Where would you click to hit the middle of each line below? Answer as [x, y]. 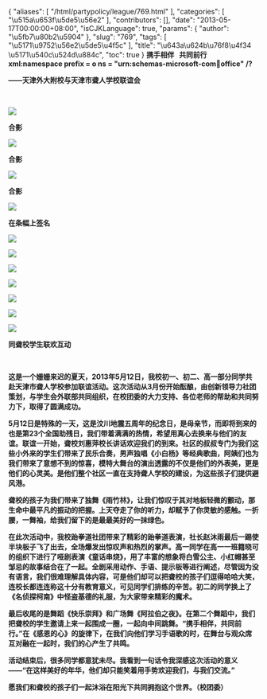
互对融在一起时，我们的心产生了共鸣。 [71, 643]
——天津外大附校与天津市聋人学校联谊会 [74, 80]
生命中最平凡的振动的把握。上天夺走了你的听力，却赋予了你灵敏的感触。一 [130, 510]
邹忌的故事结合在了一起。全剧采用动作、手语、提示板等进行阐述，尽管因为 [130, 567]
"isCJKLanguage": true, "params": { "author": [155, 28]
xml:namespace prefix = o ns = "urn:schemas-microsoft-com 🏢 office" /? [130, 64]
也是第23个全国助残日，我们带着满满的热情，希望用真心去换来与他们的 [124, 433]
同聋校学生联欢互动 [40, 344]
